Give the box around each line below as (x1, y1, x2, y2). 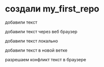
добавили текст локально (5, 38, 58, 44)
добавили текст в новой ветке (5, 47, 68, 53)
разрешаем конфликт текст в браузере (5, 56, 87, 62)
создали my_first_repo (5, 3, 100, 14)
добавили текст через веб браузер (5, 28, 78, 34)
